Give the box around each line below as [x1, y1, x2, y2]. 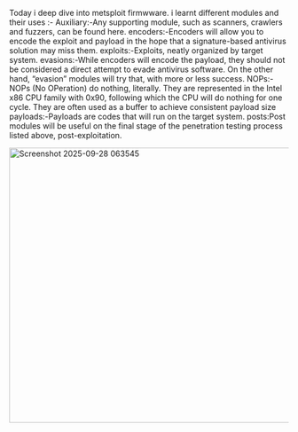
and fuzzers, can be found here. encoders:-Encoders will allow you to [9, 27, 264, 36]
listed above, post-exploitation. [9, 130, 122, 140]
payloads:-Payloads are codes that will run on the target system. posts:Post [9, 111, 286, 122]
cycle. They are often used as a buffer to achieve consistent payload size [9, 102, 277, 112]
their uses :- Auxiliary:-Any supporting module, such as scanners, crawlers [9, 17, 283, 27]
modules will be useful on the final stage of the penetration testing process [9, 121, 284, 131]
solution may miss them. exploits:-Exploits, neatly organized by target [9, 45, 263, 56]
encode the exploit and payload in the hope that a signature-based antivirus [9, 35, 286, 46]
